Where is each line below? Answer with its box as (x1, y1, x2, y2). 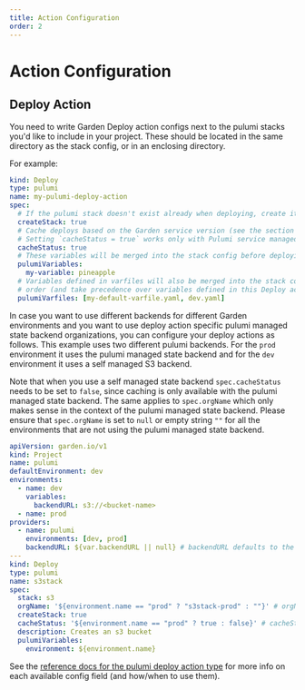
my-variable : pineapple (25, 269, 116, 278)
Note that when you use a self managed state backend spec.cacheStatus (9, 376, 281, 387)
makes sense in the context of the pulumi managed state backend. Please (9, 405, 286, 416)
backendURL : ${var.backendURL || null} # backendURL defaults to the (25, 543, 295, 552)
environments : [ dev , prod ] (25, 535, 128, 544)
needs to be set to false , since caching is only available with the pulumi (9, 385, 278, 396)
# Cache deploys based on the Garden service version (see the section (17, 226, 295, 235)
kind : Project (9, 450, 64, 459)
